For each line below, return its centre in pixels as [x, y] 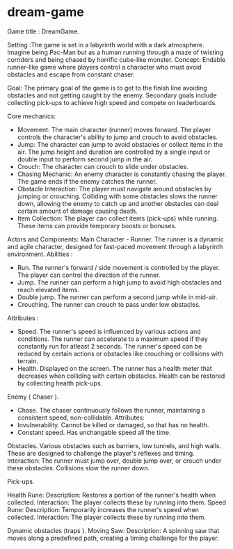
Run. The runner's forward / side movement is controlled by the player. [119, 267]
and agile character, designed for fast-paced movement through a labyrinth [115, 246]
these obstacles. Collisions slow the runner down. [79, 468]
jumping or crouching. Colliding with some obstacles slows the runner [117, 196]
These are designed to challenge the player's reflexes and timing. [101, 453]
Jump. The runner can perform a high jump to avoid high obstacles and [119, 282]
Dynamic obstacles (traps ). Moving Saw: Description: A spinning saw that [113, 530]
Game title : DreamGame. [43, 31]
